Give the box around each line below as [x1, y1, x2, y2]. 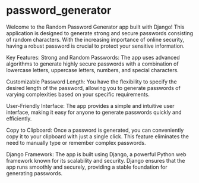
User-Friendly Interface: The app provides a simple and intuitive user [6, 102, 175, 109]
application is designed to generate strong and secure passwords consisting [6, 29, 194, 36]
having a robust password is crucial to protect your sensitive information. [6, 42, 185, 49]
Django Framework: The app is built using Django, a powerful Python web [6, 150, 187, 158]
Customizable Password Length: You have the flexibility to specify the [6, 78, 177, 85]
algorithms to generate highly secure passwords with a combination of [6, 60, 179, 67]
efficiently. [6, 114, 32, 122]
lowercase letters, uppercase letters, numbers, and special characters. [6, 66, 179, 73]
